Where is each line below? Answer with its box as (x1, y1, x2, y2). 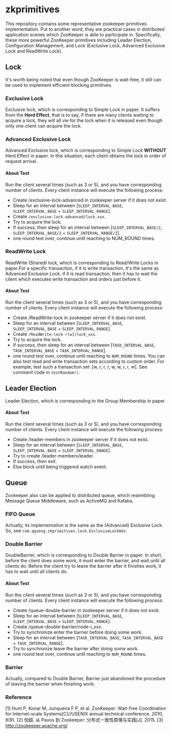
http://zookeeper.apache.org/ (5, 723, 68, 729)
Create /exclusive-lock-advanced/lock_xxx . (12, 213, 106, 219)
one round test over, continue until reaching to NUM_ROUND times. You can (12, 353, 165, 359)
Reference (5, 693, 32, 701)
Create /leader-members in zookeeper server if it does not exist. (12, 436, 149, 443)
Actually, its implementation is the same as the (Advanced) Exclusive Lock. (5, 522, 163, 528)
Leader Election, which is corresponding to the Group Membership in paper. (5, 397, 166, 404)
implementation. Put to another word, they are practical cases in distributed (5, 26, 165, 32)
